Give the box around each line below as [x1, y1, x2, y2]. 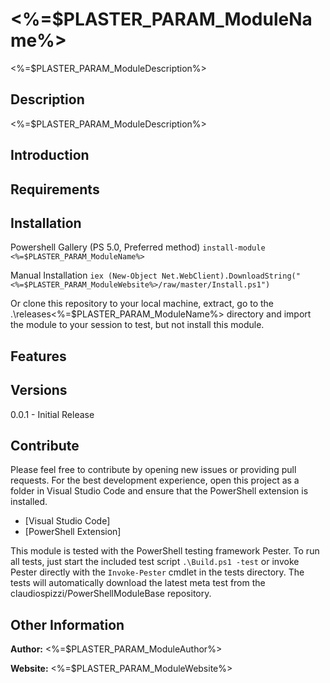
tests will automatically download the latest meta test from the [10, 577, 266, 589]
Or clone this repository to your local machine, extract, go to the [10, 298, 275, 310]
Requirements [10, 181, 100, 198]
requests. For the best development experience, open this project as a [10, 474, 300, 487]
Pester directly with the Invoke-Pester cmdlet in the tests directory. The [10, 566, 305, 578]
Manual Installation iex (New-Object [10, 269, 158, 282]
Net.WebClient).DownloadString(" [161, 271, 301, 282]
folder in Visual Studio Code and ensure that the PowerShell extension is [10, 485, 309, 497]
